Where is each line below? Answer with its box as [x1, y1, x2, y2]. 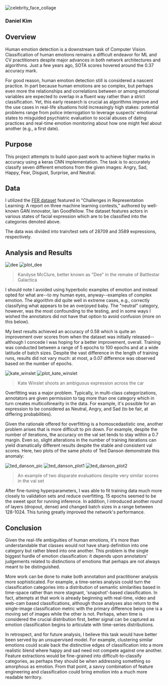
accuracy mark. [5, 67, 38, 73]
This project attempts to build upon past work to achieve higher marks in [5, 154, 155, 160]
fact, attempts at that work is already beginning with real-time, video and [5, 594, 155, 601]
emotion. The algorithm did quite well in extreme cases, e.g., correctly [5, 297, 150, 303]
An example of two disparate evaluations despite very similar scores [17, 473, 159, 479]
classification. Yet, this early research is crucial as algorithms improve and [5, 99, 158, 105]
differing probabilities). [5, 411, 53, 417]
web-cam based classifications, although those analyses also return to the [5, 600, 159, 606]
